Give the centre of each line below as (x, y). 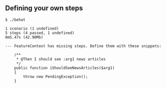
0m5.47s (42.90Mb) (24, 37)
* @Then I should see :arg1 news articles (61, 59)
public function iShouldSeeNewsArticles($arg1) (64, 68)
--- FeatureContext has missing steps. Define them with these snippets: (83, 46)
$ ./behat (15, 19)
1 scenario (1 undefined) (32, 28)
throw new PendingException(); (56, 76)
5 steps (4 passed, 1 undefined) (40, 33)
